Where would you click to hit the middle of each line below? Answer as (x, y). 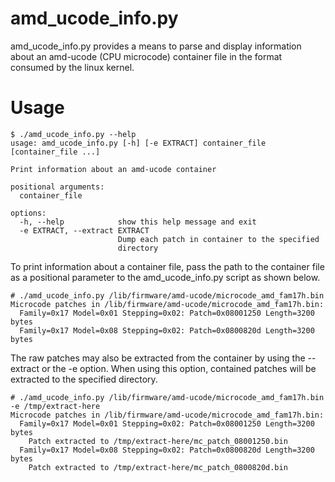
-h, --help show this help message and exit (138, 222)
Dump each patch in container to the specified (218, 239)
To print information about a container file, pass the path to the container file (167, 266)
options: (28, 213)
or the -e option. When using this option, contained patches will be (179, 368)
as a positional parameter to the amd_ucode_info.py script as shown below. (165, 277)
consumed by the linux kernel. (72, 67)
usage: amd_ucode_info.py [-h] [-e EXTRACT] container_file (138, 143)
